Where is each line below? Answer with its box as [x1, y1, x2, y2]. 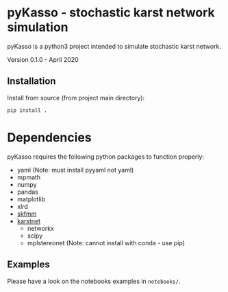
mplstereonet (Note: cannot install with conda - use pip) [27, 238, 186, 247]
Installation [7, 76, 56, 87]
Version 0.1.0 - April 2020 [7, 55, 79, 63]
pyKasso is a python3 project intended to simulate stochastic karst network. [7, 42, 221, 50]
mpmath [16, 173, 41, 181]
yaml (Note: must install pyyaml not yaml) [16, 166, 134, 174]
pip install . [7, 106, 48, 114]
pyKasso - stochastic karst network [7, 5, 216, 21]
